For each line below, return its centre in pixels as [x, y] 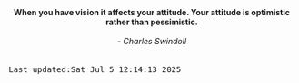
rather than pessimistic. [152, 22]
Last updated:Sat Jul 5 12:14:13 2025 [95, 69]
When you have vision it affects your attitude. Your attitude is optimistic [152, 12]
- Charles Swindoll [152, 41]
